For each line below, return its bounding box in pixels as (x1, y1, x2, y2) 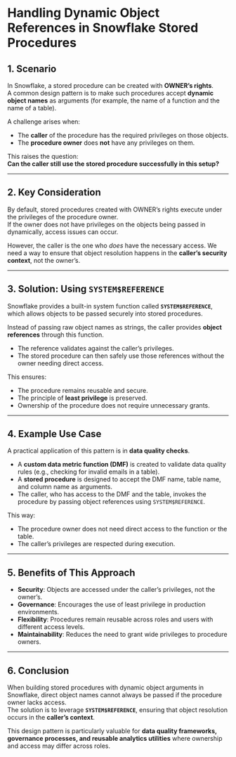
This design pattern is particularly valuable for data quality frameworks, (7, 727, 218, 735)
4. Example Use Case (7, 428, 102, 440)
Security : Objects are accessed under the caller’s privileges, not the (17, 585, 216, 594)
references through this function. (7, 330, 104, 339)
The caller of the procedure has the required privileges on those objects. (17, 131, 229, 139)
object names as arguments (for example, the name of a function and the (7, 96, 220, 105)
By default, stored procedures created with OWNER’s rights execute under (7, 205, 223, 214)
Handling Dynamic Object (7, 5, 160, 21)
